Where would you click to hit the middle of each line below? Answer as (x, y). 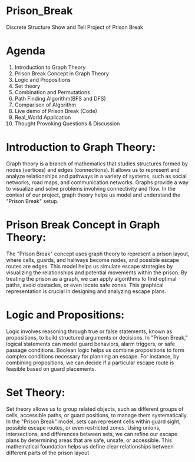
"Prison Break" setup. (32, 201)
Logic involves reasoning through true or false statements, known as (89, 331)
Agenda (26, 51)
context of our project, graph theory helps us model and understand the (93, 195)
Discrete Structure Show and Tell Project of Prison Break (75, 27)
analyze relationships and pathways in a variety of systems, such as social (96, 176)
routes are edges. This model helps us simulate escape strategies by (90, 266)
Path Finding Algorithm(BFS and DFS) (60, 98)
